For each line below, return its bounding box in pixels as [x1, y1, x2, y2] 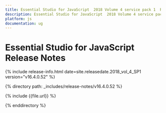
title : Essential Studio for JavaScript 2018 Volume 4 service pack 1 [5, 7, 156, 12]
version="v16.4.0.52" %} [5, 74, 55, 80]
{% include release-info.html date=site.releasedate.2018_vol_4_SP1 [5, 69, 141, 75]
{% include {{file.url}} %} [5, 93, 56, 99]
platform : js [5, 16, 32, 21]
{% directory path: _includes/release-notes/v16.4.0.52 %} [5, 84, 123, 89]
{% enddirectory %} [5, 103, 46, 109]
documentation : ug [5, 21, 43, 26]
